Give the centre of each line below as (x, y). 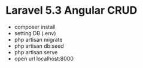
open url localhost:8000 (44, 58)
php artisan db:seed (39, 46)
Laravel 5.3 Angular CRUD (71, 10)
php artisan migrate (38, 39)
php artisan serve (36, 52)
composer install (35, 27)
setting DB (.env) (35, 33)
